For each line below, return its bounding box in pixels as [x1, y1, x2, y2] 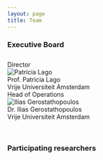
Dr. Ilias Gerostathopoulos [7, 105, 82, 113]
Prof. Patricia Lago [7, 75, 61, 84]
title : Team [7, 17, 42, 24]
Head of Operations [7, 90, 64, 98]
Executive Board [7, 40, 64, 50]
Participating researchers [7, 143, 97, 153]
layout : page [7, 10, 46, 18]
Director [7, 60, 31, 69]
